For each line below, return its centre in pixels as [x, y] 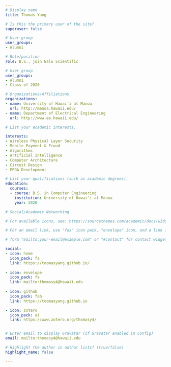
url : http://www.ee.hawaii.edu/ [44, 118]
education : [17, 184]
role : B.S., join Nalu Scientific [42, 61]
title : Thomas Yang [26, 15]
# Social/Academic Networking [37, 212]
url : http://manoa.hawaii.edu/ [43, 108]
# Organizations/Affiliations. [38, 94]
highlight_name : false [29, 352]
